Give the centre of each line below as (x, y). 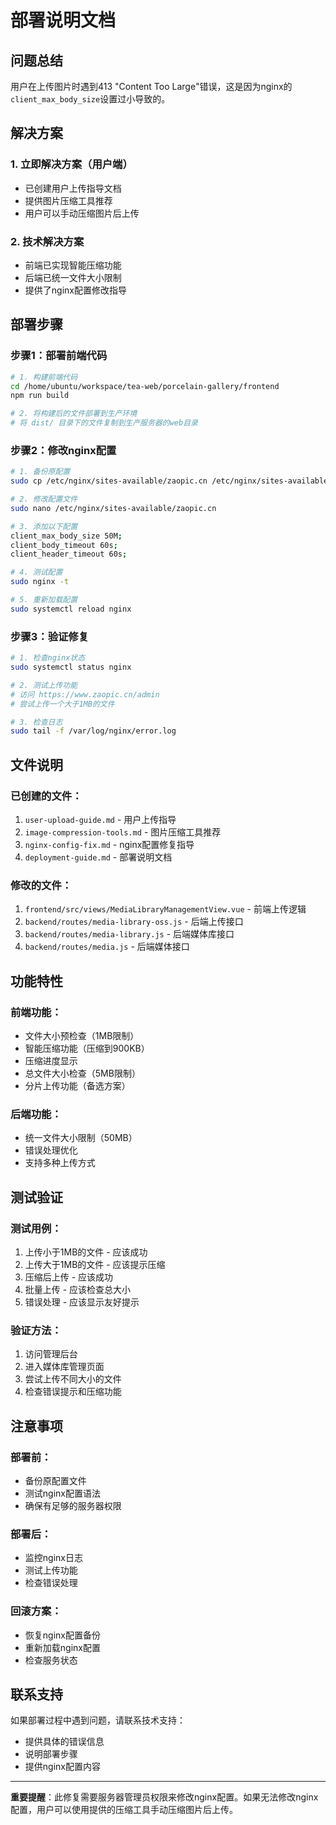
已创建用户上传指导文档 (73, 188)
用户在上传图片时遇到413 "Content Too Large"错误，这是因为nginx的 (151, 86)
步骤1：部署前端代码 (59, 356)
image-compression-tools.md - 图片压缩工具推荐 (123, 832)
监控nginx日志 (53, 1558)
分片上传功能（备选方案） (77, 1085)
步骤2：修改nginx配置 (63, 450)
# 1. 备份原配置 (40, 472)
